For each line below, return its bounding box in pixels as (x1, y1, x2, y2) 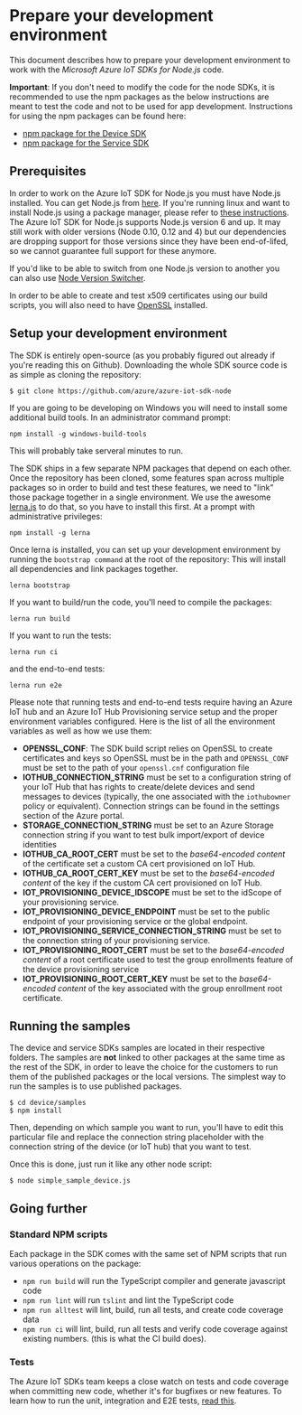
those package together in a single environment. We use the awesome (9, 492, 271, 502)
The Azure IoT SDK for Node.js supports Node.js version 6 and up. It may (9, 216, 281, 227)
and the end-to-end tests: (9, 663, 105, 674)
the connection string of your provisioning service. (22, 934, 211, 945)
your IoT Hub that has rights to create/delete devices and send (22, 781, 255, 792)
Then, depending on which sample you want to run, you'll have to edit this (9, 1122, 284, 1133)
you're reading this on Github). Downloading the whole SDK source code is (9, 359, 288, 370)
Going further (9, 1201, 87, 1216)
